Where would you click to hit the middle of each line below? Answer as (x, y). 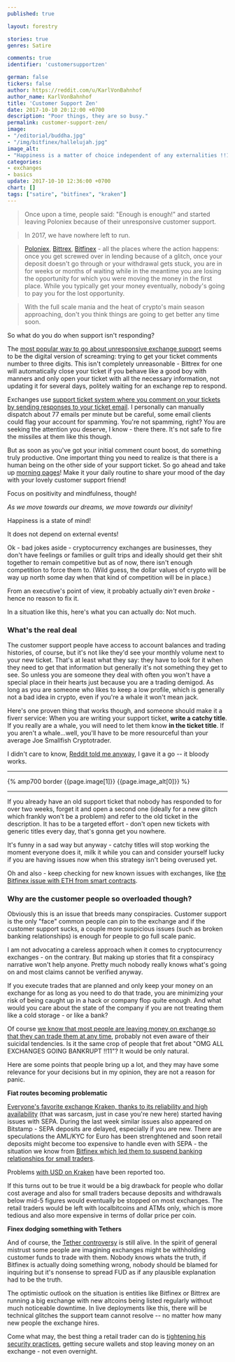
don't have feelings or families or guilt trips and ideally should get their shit (115, 555)
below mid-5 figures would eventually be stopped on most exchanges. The (115, 1200)
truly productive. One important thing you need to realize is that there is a (113, 457)
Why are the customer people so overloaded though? (100, 898)
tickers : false (29, 84)
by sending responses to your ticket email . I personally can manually (106, 407)
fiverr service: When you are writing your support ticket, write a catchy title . (117, 718)
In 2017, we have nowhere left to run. (77, 235)
